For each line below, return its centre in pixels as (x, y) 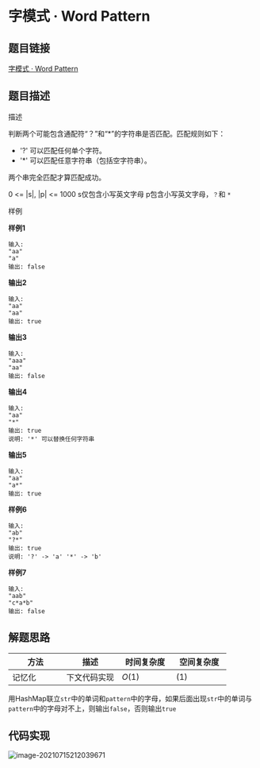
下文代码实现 (90, 677)
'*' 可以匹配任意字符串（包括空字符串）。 (86, 160)
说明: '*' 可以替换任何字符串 (52, 439)
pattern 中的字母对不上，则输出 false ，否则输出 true (92, 708)
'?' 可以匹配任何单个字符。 (63, 150)
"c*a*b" (21, 603)
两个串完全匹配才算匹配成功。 (57, 177)
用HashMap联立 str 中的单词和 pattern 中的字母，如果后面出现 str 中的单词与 (130, 698)
